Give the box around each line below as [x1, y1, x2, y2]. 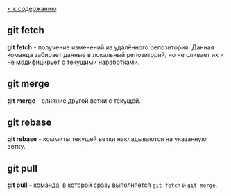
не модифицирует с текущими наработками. [7, 58, 140, 66]
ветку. [7, 142, 26, 151]
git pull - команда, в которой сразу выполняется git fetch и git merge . [7, 181, 218, 189]
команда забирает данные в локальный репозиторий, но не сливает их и [7, 50, 224, 58]
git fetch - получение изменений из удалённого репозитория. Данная [7, 43, 214, 51]
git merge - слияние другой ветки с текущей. [7, 96, 141, 105]
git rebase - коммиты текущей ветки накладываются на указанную [7, 135, 207, 143]
